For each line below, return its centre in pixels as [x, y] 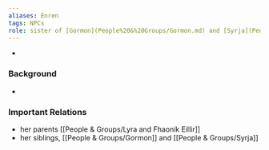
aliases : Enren [34, 16]
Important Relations [48, 112]
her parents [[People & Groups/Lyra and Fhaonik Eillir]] [110, 129]
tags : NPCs [26, 23]
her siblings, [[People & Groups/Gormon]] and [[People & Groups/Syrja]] [139, 137]
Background [33, 74]
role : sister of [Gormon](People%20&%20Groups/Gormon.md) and [114, 30]
